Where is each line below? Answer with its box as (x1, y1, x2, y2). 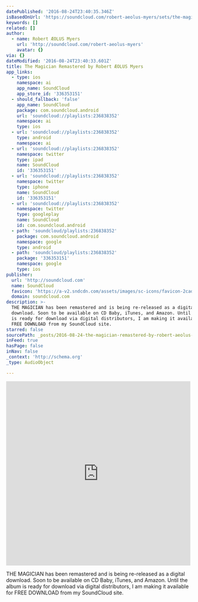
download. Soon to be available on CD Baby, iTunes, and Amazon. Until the (6, 576, 188, 584)
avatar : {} (16, 47, 44, 53)
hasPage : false (6, 343, 44, 349)
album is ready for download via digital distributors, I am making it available (6, 583, 189, 590)
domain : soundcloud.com (11, 294, 70, 300)
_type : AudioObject (6, 359, 54, 366)
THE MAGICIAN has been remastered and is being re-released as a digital (6, 570, 186, 577)
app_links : (6, 69, 33, 75)
